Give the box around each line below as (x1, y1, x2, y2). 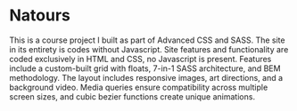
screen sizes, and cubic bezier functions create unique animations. (9, 91, 256, 102)
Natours (9, 5, 71, 26)
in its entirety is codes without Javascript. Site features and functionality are (9, 44, 289, 54)
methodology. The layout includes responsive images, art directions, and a (9, 72, 284, 83)
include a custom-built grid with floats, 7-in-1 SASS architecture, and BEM (9, 63, 281, 74)
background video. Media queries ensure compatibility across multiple (9, 82, 268, 92)
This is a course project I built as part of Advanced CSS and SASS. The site (9, 35, 285, 45)
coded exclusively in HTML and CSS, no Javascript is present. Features (9, 53, 272, 64)
